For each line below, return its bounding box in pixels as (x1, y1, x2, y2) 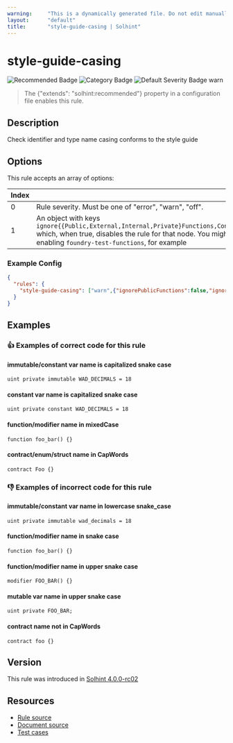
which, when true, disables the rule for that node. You (36, 228, 210, 238)
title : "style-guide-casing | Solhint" (7, 23, 141, 30)
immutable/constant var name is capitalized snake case (7, 360, 172, 369)
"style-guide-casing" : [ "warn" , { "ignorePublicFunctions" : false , (19, 287, 209, 294)
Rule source (17, 713, 52, 722)
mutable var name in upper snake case (7, 592, 121, 601)
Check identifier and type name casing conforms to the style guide (7, 135, 199, 144)
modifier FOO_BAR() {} (7, 578, 73, 585)
